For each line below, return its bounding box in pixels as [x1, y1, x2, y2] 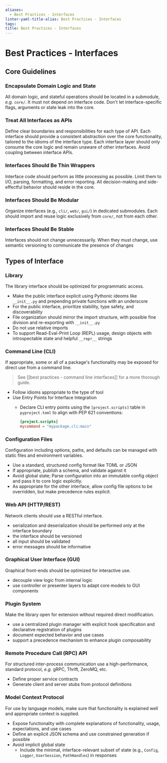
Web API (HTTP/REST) [5, 501, 61, 508]
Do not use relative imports [12, 325, 68, 331]
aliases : [5, 7, 23, 13]
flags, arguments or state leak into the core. [5, 105, 95, 110]
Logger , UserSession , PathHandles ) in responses [19, 752, 117, 758]
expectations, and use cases [12, 725, 71, 731]
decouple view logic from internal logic [12, 577, 93, 583]
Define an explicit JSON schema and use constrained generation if [12, 731, 150, 737]
